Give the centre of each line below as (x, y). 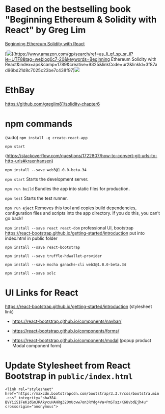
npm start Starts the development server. (47, 179)
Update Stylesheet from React (68, 365)
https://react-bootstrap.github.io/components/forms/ (66, 331)
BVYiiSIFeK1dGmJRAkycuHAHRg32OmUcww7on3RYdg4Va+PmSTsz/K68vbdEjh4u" (77, 402)
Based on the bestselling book (68, 9)
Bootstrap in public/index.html (69, 376)
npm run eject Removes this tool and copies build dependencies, (71, 208)
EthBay (20, 90)
